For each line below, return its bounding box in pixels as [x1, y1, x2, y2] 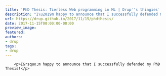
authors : [5, 35, 23, 40]
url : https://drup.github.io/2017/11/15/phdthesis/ [5, 16, 114, 21]
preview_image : [5, 25, 37, 30]
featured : [5, 30, 26, 35]
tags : [5, 44, 16, 49]
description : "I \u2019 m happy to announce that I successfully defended [5, 12, 158, 17]
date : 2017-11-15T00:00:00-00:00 [5, 21, 74, 26]
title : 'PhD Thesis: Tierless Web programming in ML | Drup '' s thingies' [5, 7, 161, 12]
